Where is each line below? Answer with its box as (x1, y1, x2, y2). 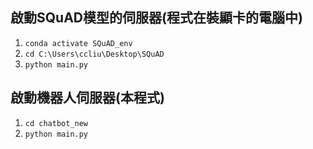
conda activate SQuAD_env (24, 38, 133, 48)
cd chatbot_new (24, 118, 89, 128)
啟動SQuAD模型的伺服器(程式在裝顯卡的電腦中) (10, 9, 303, 27)
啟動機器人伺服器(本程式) (10, 89, 165, 107)
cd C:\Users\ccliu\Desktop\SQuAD (24, 49, 165, 59)
